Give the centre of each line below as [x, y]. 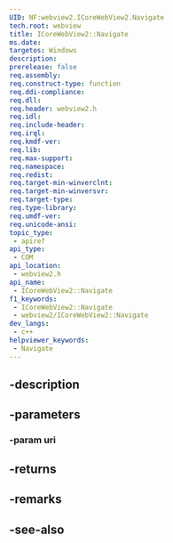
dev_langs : [29, 324]
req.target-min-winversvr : [59, 191]
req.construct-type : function [65, 84]
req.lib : [25, 150]
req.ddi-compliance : [47, 92]
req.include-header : [47, 126]
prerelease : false [43, 68]
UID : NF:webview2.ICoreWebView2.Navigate [87, 17]
